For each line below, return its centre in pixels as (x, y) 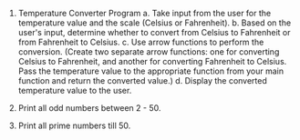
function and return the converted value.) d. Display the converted (142, 80)
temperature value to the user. (75, 90)
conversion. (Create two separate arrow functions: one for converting (149, 52)
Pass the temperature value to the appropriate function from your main (151, 71)
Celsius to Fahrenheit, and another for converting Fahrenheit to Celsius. (152, 61)
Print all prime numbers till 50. (74, 125)
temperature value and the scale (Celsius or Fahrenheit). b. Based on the (155, 23)
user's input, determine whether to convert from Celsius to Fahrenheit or (154, 32)
